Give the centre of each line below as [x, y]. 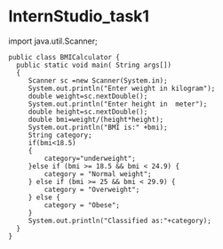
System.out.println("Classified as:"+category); [120, 221]
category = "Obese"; [82, 205]
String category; [60, 135]
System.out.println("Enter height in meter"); [118, 104]
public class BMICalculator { [64, 57]
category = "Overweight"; [92, 189]
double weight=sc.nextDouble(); [88, 96]
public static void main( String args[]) [94, 65]
